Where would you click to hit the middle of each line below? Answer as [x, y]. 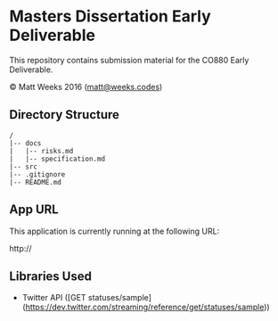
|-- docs [25, 143]
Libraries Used [50, 276]
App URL [34, 210]
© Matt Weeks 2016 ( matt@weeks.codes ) [86, 86]
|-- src [24, 167]
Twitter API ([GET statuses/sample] [86, 298]
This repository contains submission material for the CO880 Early [129, 60]
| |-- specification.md [57, 159]
